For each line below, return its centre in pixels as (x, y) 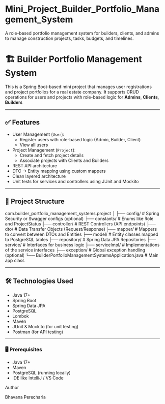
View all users (34, 145)
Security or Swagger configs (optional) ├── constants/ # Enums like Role (79, 218)
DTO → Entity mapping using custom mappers (59, 171)
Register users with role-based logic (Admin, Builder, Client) (80, 139)
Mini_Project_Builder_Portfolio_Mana (82, 9)
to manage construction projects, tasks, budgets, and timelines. (69, 38)
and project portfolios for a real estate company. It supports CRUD (72, 92)
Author (12, 387)
